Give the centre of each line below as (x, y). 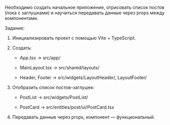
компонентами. (22, 18)
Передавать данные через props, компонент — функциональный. (83, 117)
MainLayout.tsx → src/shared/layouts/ (60, 68)
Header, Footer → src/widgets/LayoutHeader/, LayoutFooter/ (83, 78)
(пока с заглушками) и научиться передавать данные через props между (85, 13)
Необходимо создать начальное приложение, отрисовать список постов (85, 7)
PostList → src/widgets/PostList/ (54, 97)
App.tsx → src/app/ (40, 58)
